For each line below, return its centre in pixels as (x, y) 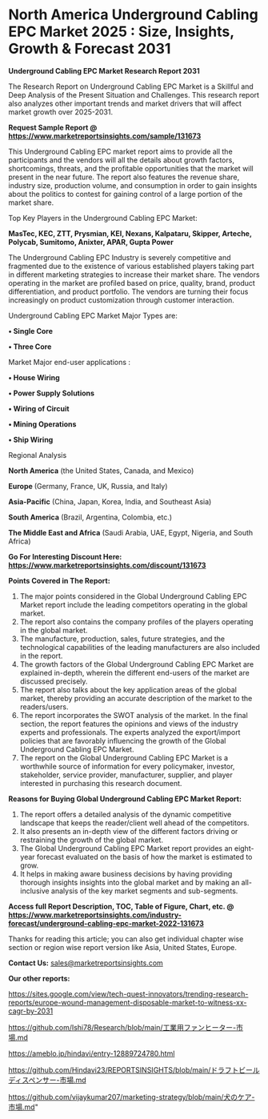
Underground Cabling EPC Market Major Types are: (93, 315)
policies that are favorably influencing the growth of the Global (123, 740)
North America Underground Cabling (133, 15)
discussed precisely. (54, 681)
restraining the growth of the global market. (92, 840)
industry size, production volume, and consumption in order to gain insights (133, 185)
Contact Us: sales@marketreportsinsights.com (86, 963)
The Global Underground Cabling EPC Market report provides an (126, 848)
